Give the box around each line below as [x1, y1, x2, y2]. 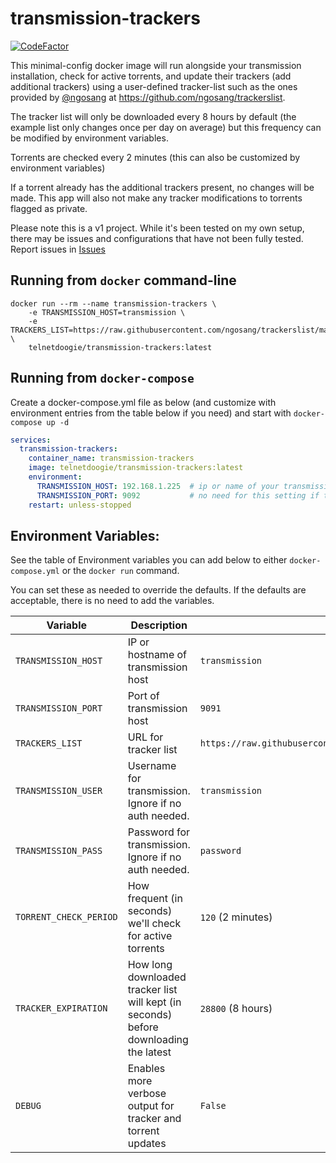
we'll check [127, 917, 182, 931]
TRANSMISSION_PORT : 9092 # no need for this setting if [36, 490, 320, 501]
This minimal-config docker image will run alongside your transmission [10, 59, 302, 71]
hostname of [127, 648, 188, 662]
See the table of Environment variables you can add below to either [10, 554, 288, 566]
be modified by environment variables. [10, 132, 169, 144]
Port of [127, 689, 160, 703]
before [127, 1020, 159, 1034]
